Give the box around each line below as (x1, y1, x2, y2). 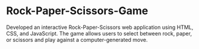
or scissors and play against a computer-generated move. (6, 36, 148, 43)
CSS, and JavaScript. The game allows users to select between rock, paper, (6, 30, 192, 37)
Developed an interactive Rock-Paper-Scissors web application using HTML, (6, 24, 194, 31)
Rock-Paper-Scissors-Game (6, 4, 149, 18)
